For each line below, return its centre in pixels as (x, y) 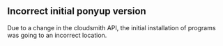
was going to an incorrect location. (57, 35)
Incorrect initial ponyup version (77, 11)
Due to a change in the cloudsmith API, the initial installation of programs (111, 27)
